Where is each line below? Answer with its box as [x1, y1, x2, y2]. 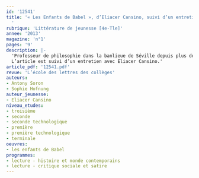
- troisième [6, 108, 36, 114]
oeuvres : [6, 141, 28, 147]
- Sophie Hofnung [6, 86, 49, 92]
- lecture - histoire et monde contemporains [6, 158, 120, 164]
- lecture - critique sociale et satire [6, 163, 108, 169]
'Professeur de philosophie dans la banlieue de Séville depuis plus [11, 53, 187, 59]
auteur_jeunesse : [6, 91, 49, 97]
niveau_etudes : [6, 102, 44, 109]
